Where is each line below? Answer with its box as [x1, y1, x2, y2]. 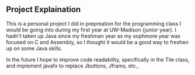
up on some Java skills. [6, 45, 62, 52]
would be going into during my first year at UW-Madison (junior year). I [6, 26, 177, 33]
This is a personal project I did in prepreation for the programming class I [6, 20, 182, 27]
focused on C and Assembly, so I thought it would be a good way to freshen [6, 38, 189, 45]
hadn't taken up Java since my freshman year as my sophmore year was [6, 32, 181, 40]
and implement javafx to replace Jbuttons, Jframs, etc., [6, 62, 139, 69]
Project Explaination [6, 5, 81, 15]
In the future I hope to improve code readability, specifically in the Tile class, [6, 56, 190, 63]
